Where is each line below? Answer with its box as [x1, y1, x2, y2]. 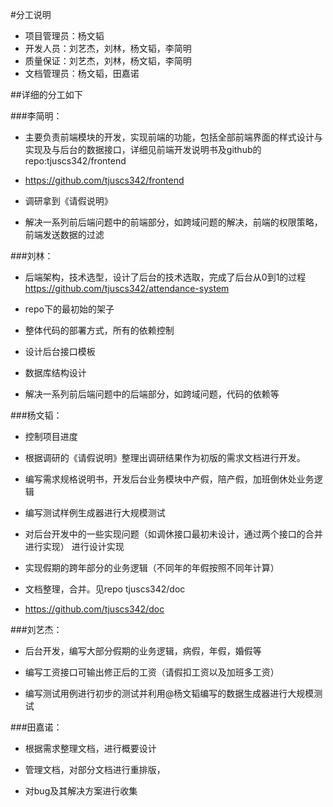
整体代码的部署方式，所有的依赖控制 [24, 324, 175, 336]
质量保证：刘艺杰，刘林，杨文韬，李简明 [24, 55, 192, 67]
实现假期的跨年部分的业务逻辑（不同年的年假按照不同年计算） [24, 562, 280, 573]
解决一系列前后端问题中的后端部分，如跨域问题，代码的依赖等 [24, 388, 280, 400]
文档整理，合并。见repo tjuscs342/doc [24, 583, 186, 595]
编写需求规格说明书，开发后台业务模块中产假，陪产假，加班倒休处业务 [24, 473, 315, 485]
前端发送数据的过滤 [24, 229, 105, 240]
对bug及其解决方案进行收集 [24, 785, 138, 797]
